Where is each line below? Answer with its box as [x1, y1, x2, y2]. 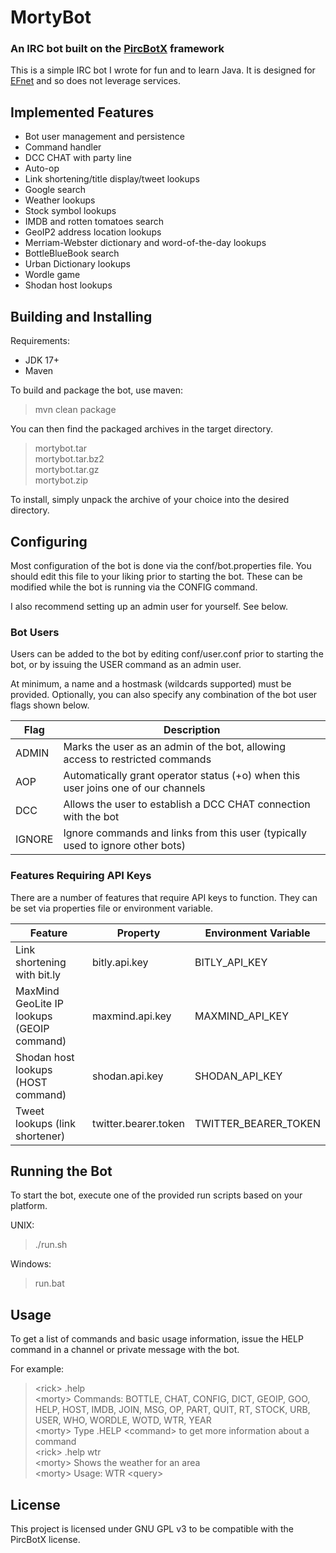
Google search [24, 184, 86, 196]
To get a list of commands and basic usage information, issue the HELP [10, 1333, 304, 1345]
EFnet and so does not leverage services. [10, 75, 181, 87]
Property [116, 926, 161, 940]
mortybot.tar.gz [34, 464, 100, 476]
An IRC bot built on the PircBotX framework [10, 42, 225, 56]
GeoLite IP [15, 996, 64, 1010]
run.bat [34, 1277, 65, 1290]
